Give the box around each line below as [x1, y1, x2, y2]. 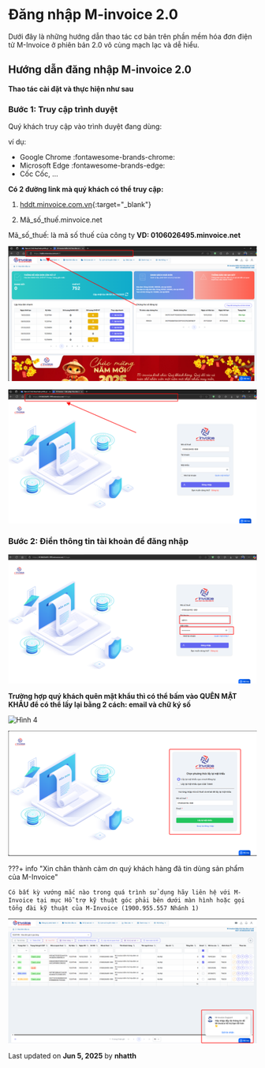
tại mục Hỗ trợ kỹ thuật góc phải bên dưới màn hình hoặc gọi [36, 896, 245, 904]
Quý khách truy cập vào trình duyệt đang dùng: [8, 122, 162, 131]
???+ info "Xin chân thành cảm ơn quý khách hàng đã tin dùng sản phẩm [8, 863, 244, 873]
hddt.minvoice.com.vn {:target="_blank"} [19, 200, 151, 209]
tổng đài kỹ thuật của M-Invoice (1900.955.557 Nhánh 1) [8, 904, 200, 912]
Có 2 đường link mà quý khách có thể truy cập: [8, 184, 164, 194]
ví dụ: [8, 137, 27, 147]
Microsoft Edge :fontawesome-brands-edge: [19, 160, 166, 171]
